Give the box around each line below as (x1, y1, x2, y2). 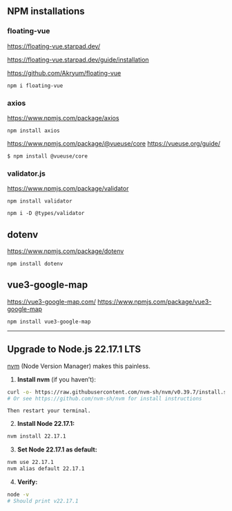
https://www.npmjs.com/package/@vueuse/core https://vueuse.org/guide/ (7, 139, 221, 147)
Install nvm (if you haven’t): (17, 375, 97, 383)
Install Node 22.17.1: (17, 420, 75, 428)
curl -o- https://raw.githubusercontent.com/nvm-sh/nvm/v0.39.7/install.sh (7, 389, 230, 396)
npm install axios (7, 127, 60, 134)
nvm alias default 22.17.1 (7, 465, 85, 472)
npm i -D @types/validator (7, 210, 85, 217)
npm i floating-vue (7, 82, 64, 89)
